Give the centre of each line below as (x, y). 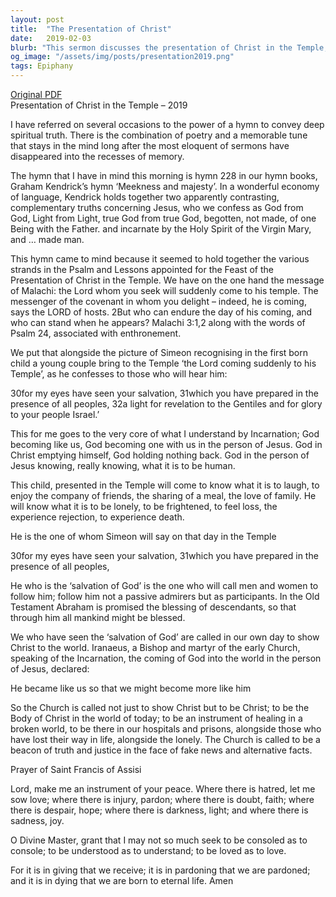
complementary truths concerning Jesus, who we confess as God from (157, 207)
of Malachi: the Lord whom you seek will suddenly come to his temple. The (164, 290)
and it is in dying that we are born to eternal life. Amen (122, 880)
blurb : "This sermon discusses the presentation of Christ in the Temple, (169, 47)
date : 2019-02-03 (51, 38)
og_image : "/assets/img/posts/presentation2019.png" (122, 57)
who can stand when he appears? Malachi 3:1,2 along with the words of (158, 322)
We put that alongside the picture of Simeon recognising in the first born (159, 352)
